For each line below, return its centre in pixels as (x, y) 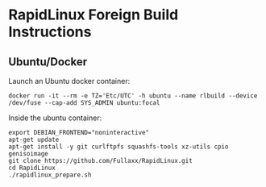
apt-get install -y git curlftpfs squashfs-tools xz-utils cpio (118, 147)
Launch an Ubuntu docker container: (69, 81)
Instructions (50, 32)
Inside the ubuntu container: (55, 118)
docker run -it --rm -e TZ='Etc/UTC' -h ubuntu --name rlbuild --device (133, 96)
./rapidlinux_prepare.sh (50, 175)
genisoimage (28, 154)
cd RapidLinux (32, 168)
